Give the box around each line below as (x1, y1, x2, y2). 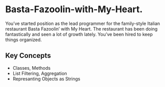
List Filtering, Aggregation (12, 70, 67, 76)
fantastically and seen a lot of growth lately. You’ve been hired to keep (5, 31, 153, 37)
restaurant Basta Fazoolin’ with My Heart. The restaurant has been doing (5, 25, 158, 32)
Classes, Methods (12, 65, 51, 71)
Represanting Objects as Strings (12, 75, 80, 82)
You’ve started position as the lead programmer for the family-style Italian (5, 20, 160, 26)
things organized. (5, 37, 42, 43)
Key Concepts (5, 51, 51, 60)
